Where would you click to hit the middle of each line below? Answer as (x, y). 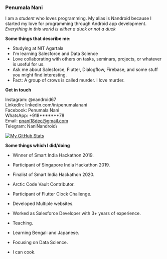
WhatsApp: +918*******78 (35, 115)
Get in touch (18, 90)
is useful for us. (29, 64)
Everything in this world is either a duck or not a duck (61, 29)
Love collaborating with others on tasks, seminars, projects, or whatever (87, 59)
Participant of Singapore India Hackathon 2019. (61, 165)
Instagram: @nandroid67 (31, 99)
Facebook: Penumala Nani (32, 110)
